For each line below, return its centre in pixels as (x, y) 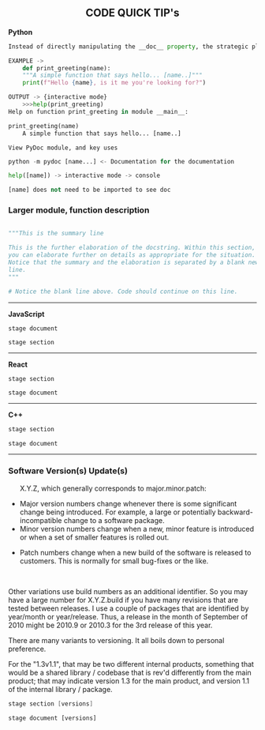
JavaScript (26, 314)
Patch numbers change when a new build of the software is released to (135, 552)
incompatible (41, 520)
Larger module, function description (79, 210)
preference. (27, 649)
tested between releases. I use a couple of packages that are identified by (129, 608)
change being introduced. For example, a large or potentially (118, 512)
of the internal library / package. (60, 689)
